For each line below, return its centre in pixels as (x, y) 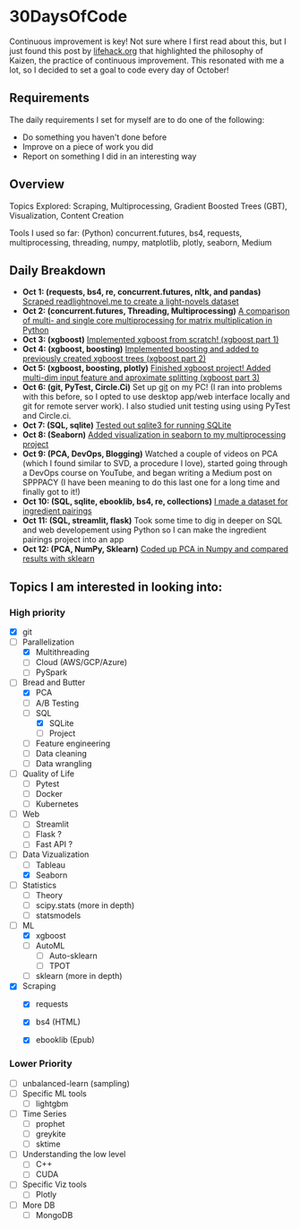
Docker (49, 794)
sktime (48, 1144)
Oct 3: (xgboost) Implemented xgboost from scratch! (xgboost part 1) (150, 340)
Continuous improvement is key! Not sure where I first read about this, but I (148, 41)
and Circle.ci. (47, 416)
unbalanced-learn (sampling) (76, 1083)
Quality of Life (48, 774)
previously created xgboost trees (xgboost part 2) (114, 359)
